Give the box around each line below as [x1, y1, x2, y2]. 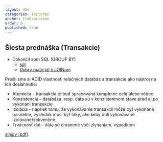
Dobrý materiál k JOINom [19, 66, 71, 72]
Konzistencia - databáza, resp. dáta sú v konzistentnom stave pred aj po [12, 96, 158, 101]
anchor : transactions [5, 16, 49, 21]
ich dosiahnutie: [5, 81, 38, 87]
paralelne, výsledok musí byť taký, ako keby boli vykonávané [12, 111, 135, 117]
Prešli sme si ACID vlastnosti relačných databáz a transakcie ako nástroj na [5, 76, 157, 82]
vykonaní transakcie [12, 101, 53, 107]
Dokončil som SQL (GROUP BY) [12, 56, 76, 62]
